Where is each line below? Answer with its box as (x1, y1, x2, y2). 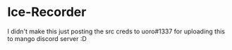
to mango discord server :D (7, 34, 87, 42)
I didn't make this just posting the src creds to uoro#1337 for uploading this (7, 27, 226, 35)
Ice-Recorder (7, 4, 87, 20)
